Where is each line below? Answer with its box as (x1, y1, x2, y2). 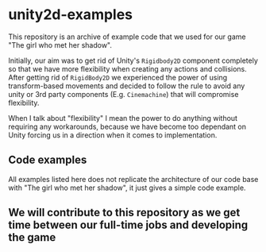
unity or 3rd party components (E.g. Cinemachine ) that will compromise (8, 89, 239, 99)
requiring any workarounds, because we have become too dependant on (8, 122, 247, 131)
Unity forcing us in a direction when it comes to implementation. (8, 130, 218, 140)
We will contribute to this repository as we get (8, 206, 241, 219)
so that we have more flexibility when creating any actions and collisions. (8, 64, 248, 73)
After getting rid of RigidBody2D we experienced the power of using (8, 72, 228, 82)
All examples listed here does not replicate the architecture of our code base (8, 174, 259, 184)
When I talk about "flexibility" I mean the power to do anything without (8, 113, 238, 122)
